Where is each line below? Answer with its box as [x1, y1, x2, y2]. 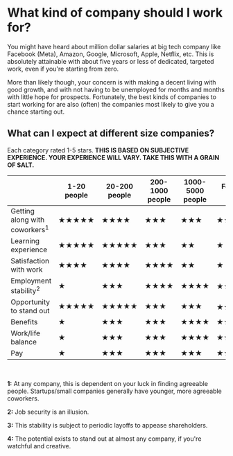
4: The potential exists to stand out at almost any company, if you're [7, 435, 202, 443]
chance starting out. [7, 107, 64, 116]
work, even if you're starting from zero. [7, 64, 119, 73]
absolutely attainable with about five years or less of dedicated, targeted [7, 57, 214, 65]
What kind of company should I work [7, 5, 223, 21]
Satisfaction [10, 256, 50, 266]
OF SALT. [7, 161, 35, 169]
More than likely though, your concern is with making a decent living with [7, 78, 216, 86]
